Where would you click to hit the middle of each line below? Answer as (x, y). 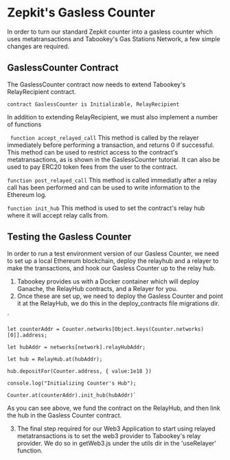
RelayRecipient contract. (42, 91)
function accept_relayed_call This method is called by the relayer (104, 137)
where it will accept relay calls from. (58, 215)
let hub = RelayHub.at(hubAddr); (55, 359)
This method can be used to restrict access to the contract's (93, 152)
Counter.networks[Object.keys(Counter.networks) (133, 329)
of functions (24, 124)
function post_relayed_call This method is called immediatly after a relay (112, 180)
